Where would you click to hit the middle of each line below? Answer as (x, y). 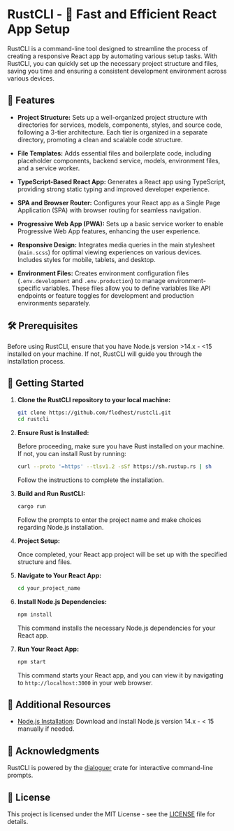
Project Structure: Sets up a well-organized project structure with (112, 117)
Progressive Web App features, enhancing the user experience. (109, 231)
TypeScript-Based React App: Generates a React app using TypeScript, (121, 181)
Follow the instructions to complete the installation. (90, 480)
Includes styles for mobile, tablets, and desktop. (86, 259)
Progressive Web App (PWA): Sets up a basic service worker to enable (120, 224)
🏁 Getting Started (46, 383)
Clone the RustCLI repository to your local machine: (94, 400)
